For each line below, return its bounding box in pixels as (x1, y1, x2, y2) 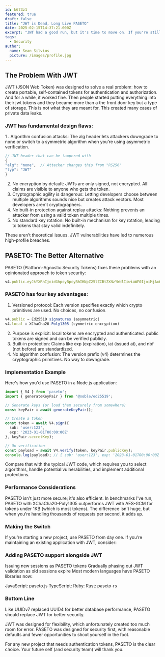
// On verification (5, 443, 45, 448)
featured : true (5, 12, 36, 17)
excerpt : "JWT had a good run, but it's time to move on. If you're (5, 30, 148, 35)
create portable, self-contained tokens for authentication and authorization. (5, 89, 158, 95)
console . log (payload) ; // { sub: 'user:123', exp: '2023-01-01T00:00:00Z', (5, 453, 164, 457)
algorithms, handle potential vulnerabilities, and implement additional (5, 466, 144, 472)
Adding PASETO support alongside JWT (5, 551, 103, 558)
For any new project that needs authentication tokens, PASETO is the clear (5, 641, 156, 647)
